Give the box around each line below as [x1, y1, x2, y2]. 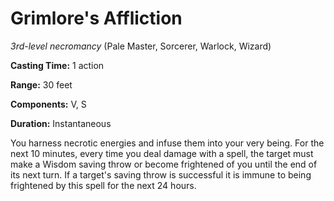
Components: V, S [10, 98, 87, 110]
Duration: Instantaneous [10, 117, 112, 129]
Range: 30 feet [10, 78, 73, 91]
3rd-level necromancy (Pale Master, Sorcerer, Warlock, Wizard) [10, 40, 272, 52]
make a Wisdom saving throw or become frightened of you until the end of [10, 158, 318, 170]
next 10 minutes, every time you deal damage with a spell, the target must [10, 147, 314, 159]
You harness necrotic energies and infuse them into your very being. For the [10, 137, 325, 149]
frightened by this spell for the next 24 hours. [10, 179, 197, 191]
